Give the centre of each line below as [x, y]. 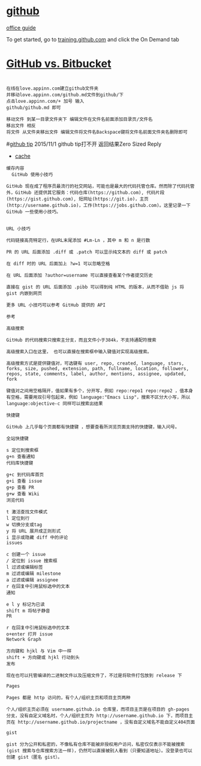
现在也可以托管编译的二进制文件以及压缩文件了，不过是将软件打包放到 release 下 [94, 676]
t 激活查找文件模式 [27, 512]
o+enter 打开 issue [30, 634]
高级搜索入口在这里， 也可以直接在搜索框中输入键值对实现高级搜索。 [79, 352]
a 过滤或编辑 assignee [32, 580]
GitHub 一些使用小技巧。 [34, 212]
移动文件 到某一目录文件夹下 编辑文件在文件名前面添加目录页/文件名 [79, 119]
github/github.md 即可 [34, 108]
